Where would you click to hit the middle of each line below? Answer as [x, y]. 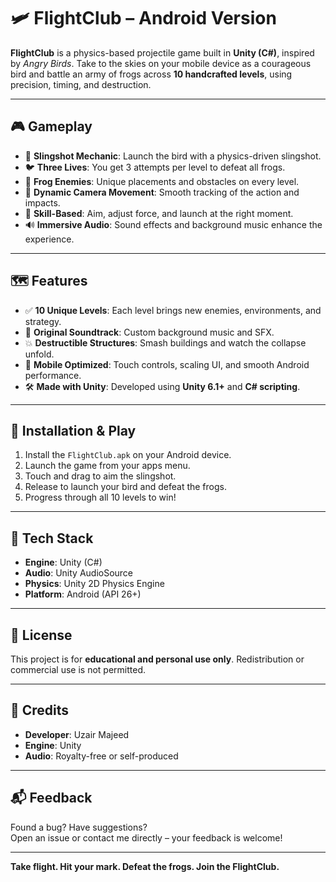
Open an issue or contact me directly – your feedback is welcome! [146, 837]
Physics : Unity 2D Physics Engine [94, 584]
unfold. [39, 354]
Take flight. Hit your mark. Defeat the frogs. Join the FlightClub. [145, 866]
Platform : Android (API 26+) [83, 594]
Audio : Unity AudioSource [79, 573]
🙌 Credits [40, 710]
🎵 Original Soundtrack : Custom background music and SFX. [149, 332]
